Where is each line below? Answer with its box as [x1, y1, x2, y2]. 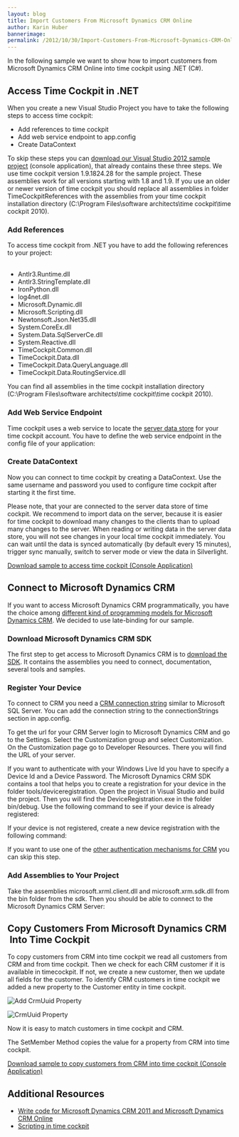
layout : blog [7, 10, 46, 18]
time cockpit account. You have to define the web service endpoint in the [7, 431, 222, 440]
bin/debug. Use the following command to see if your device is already [7, 803, 215, 811]
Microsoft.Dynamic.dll [17, 300, 83, 309]
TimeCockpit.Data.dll [17, 354, 80, 362]
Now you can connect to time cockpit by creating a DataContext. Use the [7, 473, 222, 481]
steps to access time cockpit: [7, 111, 94, 120]
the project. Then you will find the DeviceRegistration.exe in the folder [7, 795, 212, 803]
